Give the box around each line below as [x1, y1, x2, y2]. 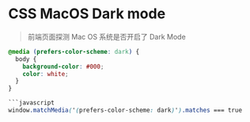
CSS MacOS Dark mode [8, 5, 166, 23]
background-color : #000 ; [22, 63, 104, 71]
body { [15, 55, 37, 63]
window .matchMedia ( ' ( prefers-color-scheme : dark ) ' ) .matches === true [8, 106, 243, 115]
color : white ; [22, 70, 69, 78]
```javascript [8, 99, 55, 107]
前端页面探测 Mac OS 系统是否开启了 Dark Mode [27, 32, 186, 41]
